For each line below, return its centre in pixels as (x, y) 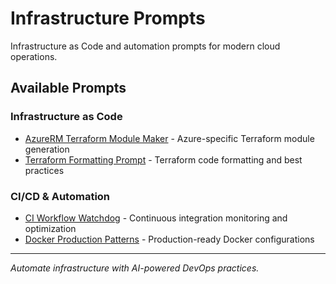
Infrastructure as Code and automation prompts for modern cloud (145, 46)
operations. (34, 56)
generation (47, 149)
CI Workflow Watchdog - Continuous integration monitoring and (156, 218)
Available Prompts (68, 88)
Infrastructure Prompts (108, 18)
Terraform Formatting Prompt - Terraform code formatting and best (163, 159)
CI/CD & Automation (60, 196)
